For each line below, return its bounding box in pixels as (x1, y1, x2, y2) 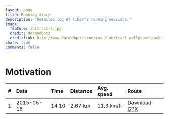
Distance (70, 87, 93, 94)
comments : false (5, 45, 39, 50)
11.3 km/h (97, 102, 122, 109)
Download (127, 99, 152, 106)
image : (5, 21, 19, 27)
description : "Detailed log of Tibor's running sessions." (5, 17, 132, 22)
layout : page (5, 7, 33, 13)
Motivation (5, 66, 52, 78)
